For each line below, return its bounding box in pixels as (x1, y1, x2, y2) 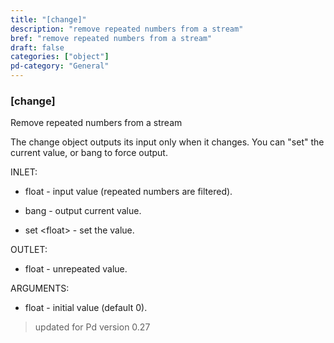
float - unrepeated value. (24, 263, 128, 275)
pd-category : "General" (10, 61, 110, 71)
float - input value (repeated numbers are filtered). (24, 186, 233, 198)
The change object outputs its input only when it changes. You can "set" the (10, 136, 325, 148)
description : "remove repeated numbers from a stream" (10, 24, 244, 34)
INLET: (10, 166, 38, 178)
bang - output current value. (24, 205, 142, 217)
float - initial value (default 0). (24, 302, 148, 314)
